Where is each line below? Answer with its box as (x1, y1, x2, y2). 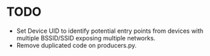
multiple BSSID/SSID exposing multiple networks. (16, 33, 156, 42)
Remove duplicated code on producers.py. (16, 41, 137, 49)
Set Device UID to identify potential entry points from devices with (16, 27, 204, 35)
